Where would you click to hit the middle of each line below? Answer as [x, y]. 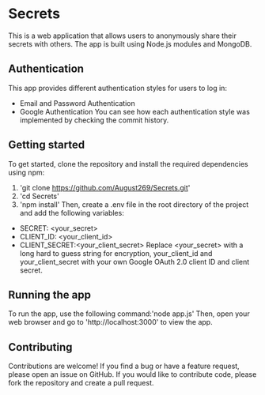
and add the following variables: [72, 213]
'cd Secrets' [39, 196]
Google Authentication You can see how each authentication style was [135, 111]
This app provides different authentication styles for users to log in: [118, 88]
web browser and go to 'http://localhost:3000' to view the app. [110, 322]
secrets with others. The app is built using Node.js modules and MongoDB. [130, 43]
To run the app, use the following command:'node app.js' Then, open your [129, 314]
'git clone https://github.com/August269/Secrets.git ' [105, 187]
